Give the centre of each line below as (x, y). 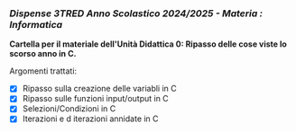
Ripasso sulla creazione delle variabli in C (100, 89)
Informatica (36, 24)
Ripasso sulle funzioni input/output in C (95, 99)
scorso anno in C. (43, 54)
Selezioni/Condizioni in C (69, 109)
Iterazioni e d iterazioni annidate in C (91, 119)
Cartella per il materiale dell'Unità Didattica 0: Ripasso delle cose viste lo (148, 44)
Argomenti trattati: (43, 71)
